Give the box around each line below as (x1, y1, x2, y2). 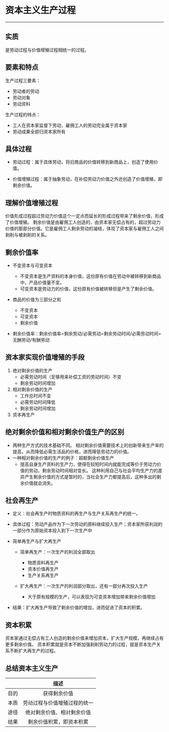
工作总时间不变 (20, 392, 51, 399)
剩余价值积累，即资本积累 (28, 718, 89, 725)
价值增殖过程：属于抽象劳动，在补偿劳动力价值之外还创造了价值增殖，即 (12, 176, 162, 182)
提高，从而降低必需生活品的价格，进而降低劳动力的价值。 (12, 448, 132, 454)
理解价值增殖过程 (5, 198, 58, 207)
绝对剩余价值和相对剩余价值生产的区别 (5, 428, 124, 437)
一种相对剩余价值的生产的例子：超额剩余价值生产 (12, 455, 114, 461)
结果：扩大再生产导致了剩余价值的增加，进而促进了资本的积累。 (12, 604, 145, 611)
